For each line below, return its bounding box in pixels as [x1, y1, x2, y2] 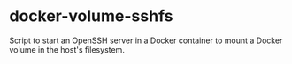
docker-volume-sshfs [9, 6, 173, 26]
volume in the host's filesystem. [9, 44, 126, 54]
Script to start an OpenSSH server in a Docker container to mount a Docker [9, 35, 283, 46]
